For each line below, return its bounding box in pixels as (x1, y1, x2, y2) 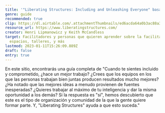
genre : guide (5, 12, 32, 17)
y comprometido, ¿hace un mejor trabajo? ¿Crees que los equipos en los (5, 71, 152, 77)
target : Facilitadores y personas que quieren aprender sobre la (5, 35, 141, 40)
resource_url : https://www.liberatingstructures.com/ (5, 25, 118, 30)
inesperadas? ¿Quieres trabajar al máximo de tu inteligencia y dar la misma (5, 87, 157, 93)
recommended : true (5, 16, 43, 21)
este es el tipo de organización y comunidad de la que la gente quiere (5, 97, 146, 103)
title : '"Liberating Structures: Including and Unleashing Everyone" (5, 7, 151, 12)
